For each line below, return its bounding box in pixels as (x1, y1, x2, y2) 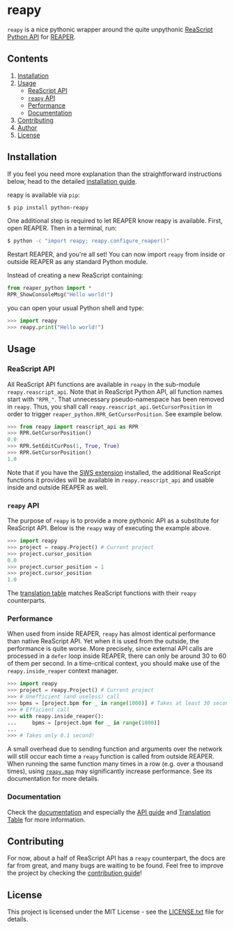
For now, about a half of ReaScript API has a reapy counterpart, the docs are (7, 854, 226, 863)
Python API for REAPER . (7, 32, 76, 41)
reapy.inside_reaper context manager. (7, 666, 118, 675)
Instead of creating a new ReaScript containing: (7, 271, 144, 279)
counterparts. (7, 597, 47, 605)
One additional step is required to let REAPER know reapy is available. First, (7, 217, 223, 225)
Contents (7, 53, 49, 65)
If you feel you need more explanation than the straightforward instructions (7, 170, 222, 178)
